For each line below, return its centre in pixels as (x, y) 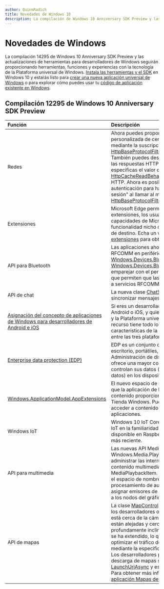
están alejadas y (130, 524)
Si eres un (123, 306)
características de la (134, 331)
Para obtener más (132, 573)
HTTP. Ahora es (129, 182)
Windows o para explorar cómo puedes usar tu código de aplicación (74, 83)
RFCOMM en (126, 253)
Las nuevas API (129, 449)
